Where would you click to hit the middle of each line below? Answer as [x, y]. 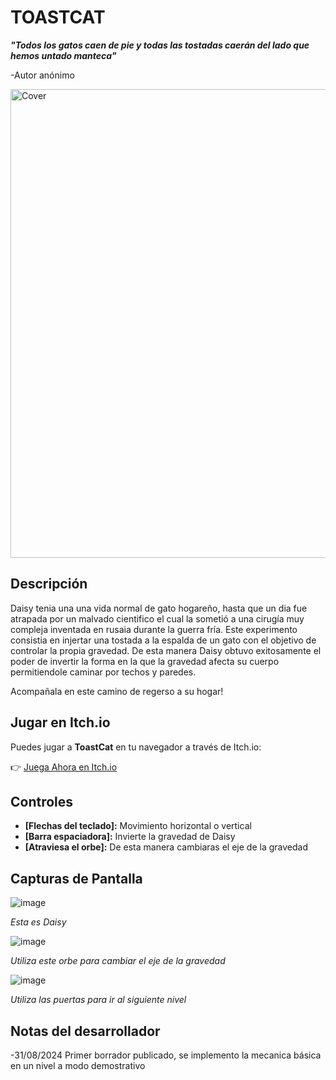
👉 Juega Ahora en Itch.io [64, 767]
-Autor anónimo [42, 75]
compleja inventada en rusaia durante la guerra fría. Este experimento [154, 629]
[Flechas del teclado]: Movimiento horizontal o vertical [138, 826]
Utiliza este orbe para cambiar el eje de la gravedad [118, 961]
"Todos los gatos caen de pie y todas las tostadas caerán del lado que [160, 45]
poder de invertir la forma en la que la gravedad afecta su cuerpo [145, 661]
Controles [42, 801]
